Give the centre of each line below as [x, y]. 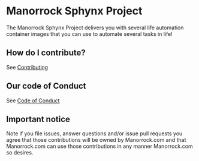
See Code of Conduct [33, 101]
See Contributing [27, 67]
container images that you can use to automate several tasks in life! [89, 34]
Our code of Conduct [46, 86]
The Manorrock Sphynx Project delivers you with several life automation [95, 28]
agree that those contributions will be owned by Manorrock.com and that [96, 140]
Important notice [38, 119]
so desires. [20, 153]
